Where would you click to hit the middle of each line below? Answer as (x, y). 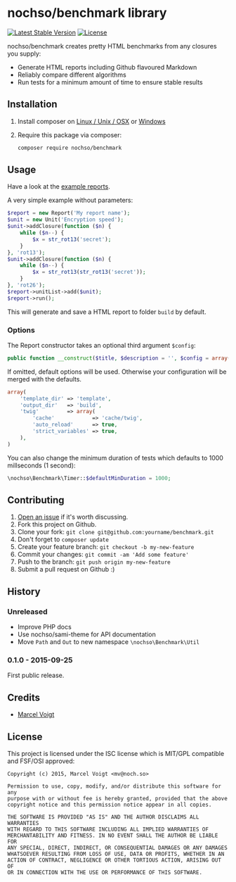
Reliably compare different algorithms (72, 75)
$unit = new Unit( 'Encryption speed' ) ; (66, 220)
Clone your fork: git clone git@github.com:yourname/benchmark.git (116, 532)
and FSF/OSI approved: (41, 761)
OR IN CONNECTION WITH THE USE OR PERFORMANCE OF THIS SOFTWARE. (105, 873)
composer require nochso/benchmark (70, 148)
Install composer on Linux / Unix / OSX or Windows (92, 121)
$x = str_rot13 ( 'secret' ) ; (72, 239)
